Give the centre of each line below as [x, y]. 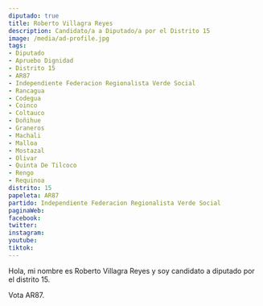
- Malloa [23, 143]
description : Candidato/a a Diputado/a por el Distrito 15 [109, 31]
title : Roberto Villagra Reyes [61, 23]
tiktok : [21, 248]
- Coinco [23, 105]
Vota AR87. [27, 295]
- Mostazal [27, 151]
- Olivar [23, 158]
